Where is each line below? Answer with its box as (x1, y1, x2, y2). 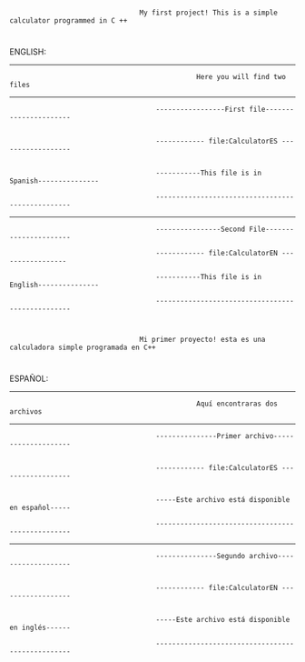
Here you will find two (196, 73, 286, 82)
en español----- (9, 503, 71, 512)
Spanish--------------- (9, 176, 100, 186)
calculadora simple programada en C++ (9, 343, 156, 352)
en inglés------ (9, 623, 71, 632)
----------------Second (155, 225, 246, 235)
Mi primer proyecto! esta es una (139, 335, 266, 344)
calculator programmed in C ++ (9, 16, 128, 25)
